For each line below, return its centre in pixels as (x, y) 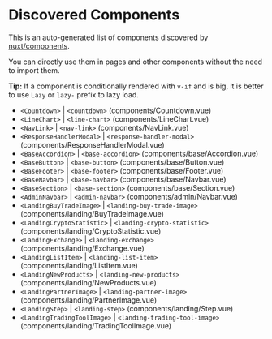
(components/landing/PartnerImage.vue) (89, 300)
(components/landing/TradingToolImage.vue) (96, 325)
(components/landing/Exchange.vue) (82, 248)
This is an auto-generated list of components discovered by (108, 37)
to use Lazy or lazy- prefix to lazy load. (74, 94)
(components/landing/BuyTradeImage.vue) (92, 213)
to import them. (34, 70)
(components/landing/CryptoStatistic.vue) (91, 231)
